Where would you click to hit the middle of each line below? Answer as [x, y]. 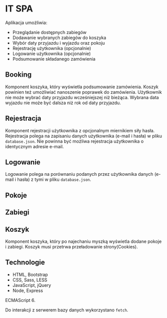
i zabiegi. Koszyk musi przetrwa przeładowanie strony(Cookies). [71, 246]
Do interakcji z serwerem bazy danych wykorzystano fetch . [67, 310]
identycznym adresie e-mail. [35, 146]
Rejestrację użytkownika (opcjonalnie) [52, 48]
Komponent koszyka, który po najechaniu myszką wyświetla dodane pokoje [83, 241]
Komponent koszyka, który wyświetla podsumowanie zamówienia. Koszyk [82, 87]
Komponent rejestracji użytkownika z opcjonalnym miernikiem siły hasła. [80, 130]
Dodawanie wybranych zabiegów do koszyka [59, 38]
